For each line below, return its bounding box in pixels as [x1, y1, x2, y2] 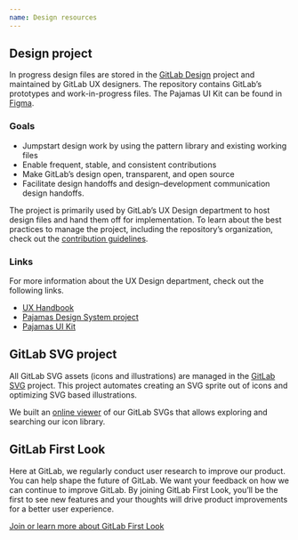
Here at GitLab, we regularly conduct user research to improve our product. [9, 465, 286, 476]
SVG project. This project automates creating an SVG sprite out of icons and [9, 380, 288, 391]
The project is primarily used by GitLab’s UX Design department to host [9, 205, 270, 215]
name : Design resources [9, 12, 98, 22]
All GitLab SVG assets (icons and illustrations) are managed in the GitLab [9, 370, 276, 381]
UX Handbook [21, 302, 74, 313]
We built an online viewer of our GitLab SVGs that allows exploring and [9, 407, 269, 417]
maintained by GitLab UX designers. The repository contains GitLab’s [9, 79, 262, 90]
